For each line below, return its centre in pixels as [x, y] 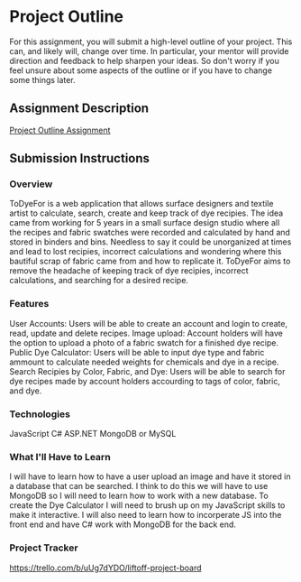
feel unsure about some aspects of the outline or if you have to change [141, 70]
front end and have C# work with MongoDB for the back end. [123, 524]
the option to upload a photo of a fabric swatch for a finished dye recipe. [144, 342]
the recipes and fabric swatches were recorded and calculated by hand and [150, 233]
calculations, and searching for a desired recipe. [99, 281]
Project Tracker [44, 548]
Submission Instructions [80, 158]
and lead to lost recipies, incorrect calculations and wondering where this [146, 252]
